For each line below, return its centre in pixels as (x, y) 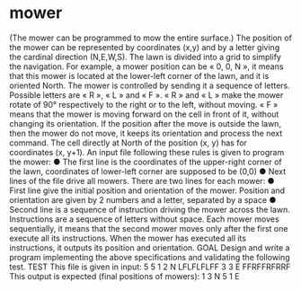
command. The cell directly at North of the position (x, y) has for (128, 143)
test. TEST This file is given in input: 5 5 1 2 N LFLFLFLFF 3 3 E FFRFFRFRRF (150, 267)
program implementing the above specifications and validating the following (150, 257)
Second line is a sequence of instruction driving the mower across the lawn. (150, 209)
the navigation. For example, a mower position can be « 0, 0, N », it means (146, 66)
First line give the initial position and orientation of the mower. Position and (147, 190)
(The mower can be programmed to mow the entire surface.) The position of (150, 38)
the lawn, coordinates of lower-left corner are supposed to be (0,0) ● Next (148, 171)
